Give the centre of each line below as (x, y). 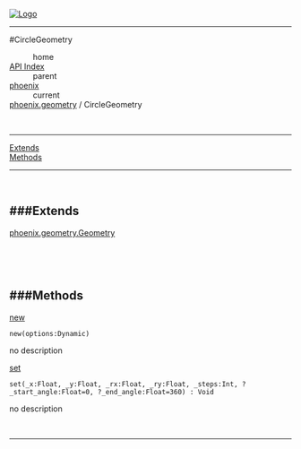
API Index (27, 66)
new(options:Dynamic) (50, 333)
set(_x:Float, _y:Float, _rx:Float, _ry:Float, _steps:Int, (124, 384)
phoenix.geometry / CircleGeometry (76, 104)
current (46, 95)
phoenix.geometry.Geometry (62, 232)
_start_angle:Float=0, (52, 392)
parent (45, 76)
